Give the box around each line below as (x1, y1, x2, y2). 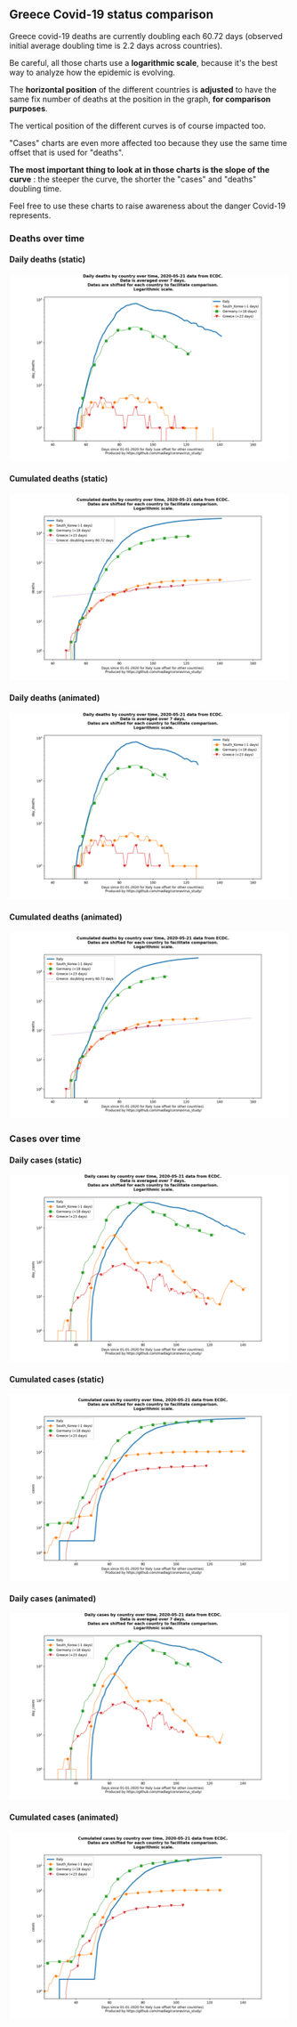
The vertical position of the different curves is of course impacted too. (9, 120, 267, 131)
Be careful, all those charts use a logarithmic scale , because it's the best (9, 57, 278, 68)
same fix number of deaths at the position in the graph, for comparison (9, 93, 271, 104)
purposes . (9, 102, 48, 114)
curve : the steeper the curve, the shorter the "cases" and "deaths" (9, 174, 257, 184)
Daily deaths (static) (9, 254, 86, 265)
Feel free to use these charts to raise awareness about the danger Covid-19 (9, 200, 286, 211)
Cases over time (9, 1132, 82, 1145)
